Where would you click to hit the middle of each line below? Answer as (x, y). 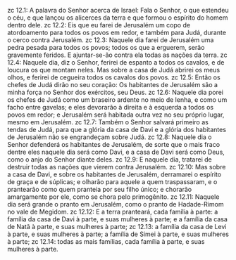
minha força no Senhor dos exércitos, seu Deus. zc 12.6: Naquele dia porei (116, 92)
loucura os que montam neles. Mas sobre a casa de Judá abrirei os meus (114, 70)
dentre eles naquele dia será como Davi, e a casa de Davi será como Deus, (116, 152)
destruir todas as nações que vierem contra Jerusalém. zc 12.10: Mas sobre (117, 167)
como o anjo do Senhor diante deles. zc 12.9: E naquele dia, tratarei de (110, 160)
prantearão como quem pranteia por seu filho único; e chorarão (100, 189)
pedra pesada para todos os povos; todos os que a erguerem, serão (106, 47)
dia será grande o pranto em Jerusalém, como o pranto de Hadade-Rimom (116, 204)
